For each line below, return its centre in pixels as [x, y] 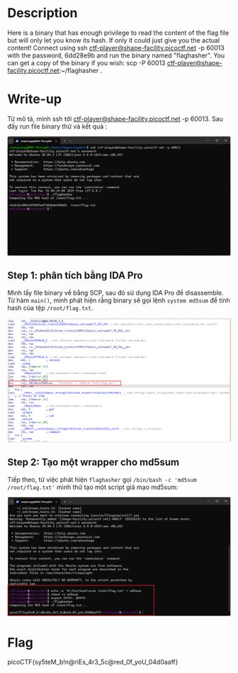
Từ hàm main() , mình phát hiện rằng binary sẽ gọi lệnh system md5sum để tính [119, 300]
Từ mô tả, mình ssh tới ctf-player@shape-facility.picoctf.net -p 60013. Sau [115, 119]
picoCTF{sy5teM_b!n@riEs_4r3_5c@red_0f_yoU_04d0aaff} [93, 662]
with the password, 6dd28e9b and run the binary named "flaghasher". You [116, 55]
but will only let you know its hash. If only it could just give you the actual [114, 40]
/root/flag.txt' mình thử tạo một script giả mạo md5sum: [93, 487]
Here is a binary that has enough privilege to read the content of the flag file [118, 33]
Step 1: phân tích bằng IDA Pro [75, 276]
